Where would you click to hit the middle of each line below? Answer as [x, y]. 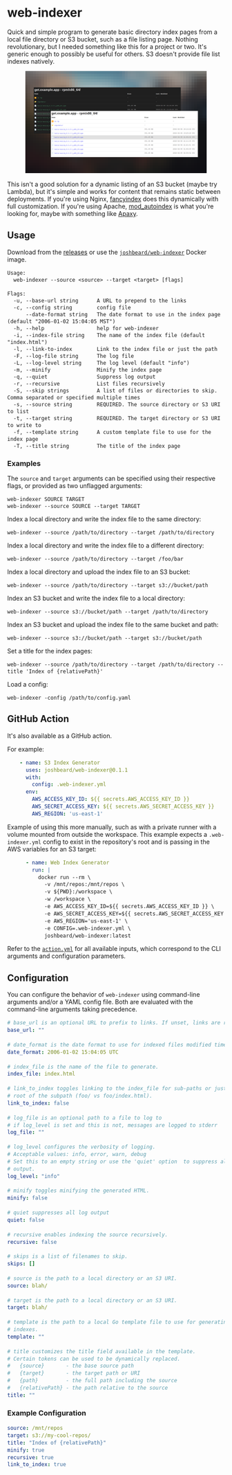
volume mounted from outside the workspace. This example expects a [107, 834]
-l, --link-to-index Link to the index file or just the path [115, 349]
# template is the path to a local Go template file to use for [101, 1322]
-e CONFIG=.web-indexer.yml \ [87, 928]
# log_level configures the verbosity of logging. [81, 1147]
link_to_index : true [37, 1465]
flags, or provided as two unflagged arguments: [75, 486]
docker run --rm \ [64, 877]
